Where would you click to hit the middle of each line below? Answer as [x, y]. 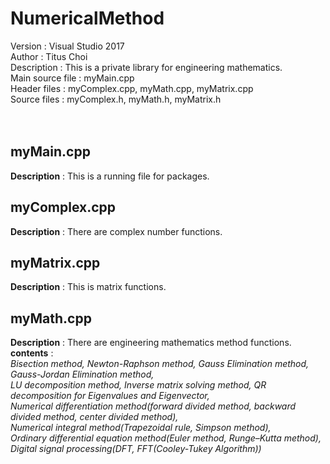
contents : [32, 353]
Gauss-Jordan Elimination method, [82, 374]
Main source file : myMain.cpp [72, 78]
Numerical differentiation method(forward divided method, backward [153, 406]
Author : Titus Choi [49, 56]
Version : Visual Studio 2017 [67, 46]
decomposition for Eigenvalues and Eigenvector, [110, 396]
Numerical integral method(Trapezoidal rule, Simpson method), [141, 428]
